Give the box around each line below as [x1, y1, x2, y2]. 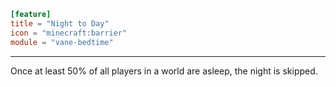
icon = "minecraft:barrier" [10, 28, 128, 38]
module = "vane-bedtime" [10, 37, 114, 47]
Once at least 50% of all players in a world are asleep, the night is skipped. [10, 65, 318, 77]
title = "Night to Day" [10, 18, 110, 29]
